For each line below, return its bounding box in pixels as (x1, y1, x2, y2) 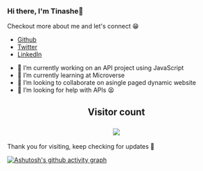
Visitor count (87, 106, 145, 117)
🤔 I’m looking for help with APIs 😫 (17, 86, 114, 95)
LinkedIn (17, 50, 42, 58)
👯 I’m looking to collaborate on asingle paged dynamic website (17, 79, 196, 87)
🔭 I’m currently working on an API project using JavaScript (17, 64, 184, 72)
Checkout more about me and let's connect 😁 (7, 22, 139, 31)
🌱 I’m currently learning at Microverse (17, 71, 125, 79)
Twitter (17, 43, 38, 51)
